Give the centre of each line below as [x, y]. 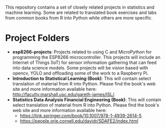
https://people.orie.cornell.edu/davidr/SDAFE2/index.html [79, 121]
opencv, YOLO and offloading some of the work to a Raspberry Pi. [80, 73]
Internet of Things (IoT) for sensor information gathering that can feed [84, 62]
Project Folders [37, 38]
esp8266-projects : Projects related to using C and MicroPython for [82, 51]
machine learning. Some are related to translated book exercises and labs [81, 12]
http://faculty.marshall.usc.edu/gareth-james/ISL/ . [64, 94]
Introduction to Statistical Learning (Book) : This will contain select [82, 78]
